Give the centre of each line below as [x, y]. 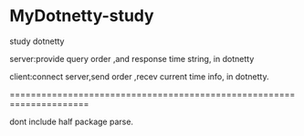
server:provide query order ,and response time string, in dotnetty [132, 58]
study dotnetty [37, 41]
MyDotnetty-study [82, 16]
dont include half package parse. [72, 121]
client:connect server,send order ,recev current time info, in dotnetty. [139, 76]
